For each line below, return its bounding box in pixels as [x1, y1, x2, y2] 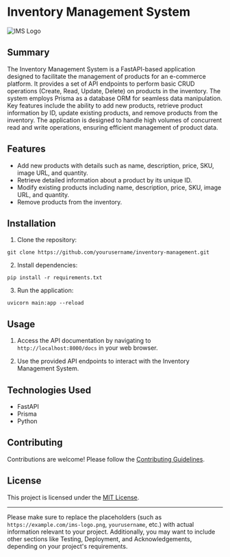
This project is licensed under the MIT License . [7, 493, 140, 501]
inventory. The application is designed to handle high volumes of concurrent [7, 116, 222, 124]
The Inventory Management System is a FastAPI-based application [7, 64, 196, 73]
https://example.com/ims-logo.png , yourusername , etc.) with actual [7, 520, 194, 528]
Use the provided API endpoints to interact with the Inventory [16, 357, 190, 366]
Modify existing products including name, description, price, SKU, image [16, 183, 222, 191]
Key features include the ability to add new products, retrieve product [7, 101, 203, 110]
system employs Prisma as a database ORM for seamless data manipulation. [7, 94, 222, 102]
